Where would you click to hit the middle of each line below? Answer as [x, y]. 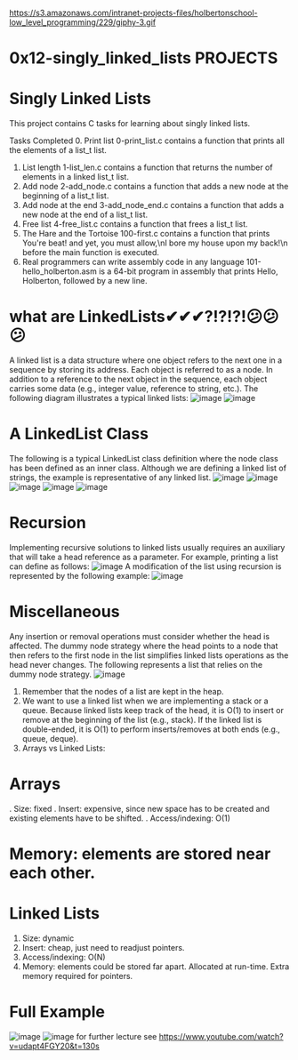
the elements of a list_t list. [58, 150]
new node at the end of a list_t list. [85, 215]
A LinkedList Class [79, 434]
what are [42, 317]
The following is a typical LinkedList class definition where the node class [144, 458]
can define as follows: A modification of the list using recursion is [145, 566]
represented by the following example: [80, 575]
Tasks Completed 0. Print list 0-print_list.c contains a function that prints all [147, 141]
